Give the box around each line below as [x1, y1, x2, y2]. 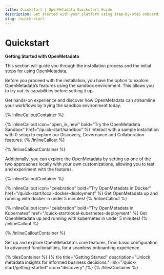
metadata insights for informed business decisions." [5, 259, 110, 265]
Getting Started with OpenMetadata [5, 53, 80, 59]
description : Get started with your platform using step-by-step [5, 12, 141, 17]
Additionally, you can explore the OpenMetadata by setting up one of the [5, 156, 151, 162]
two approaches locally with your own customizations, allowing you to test [5, 161, 155, 167]
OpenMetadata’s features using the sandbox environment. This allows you [5, 83, 154, 88]
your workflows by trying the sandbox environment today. [5, 103, 122, 108]
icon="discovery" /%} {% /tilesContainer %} [49, 265, 138, 271]
